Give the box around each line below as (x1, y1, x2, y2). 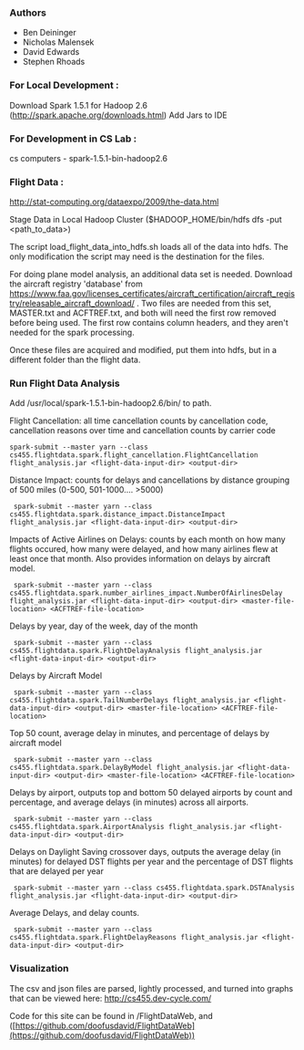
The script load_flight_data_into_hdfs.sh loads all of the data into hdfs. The (9, 242, 289, 253)
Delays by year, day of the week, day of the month (9, 620, 198, 631)
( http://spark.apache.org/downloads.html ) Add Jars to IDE (9, 109, 228, 120)
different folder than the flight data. (9, 354, 141, 366)
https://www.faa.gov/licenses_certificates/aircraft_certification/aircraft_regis (9, 288, 296, 299)
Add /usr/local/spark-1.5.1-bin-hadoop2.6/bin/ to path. (9, 398, 212, 409)
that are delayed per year (9, 866, 105, 877)
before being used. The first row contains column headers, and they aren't (9, 317, 289, 328)
